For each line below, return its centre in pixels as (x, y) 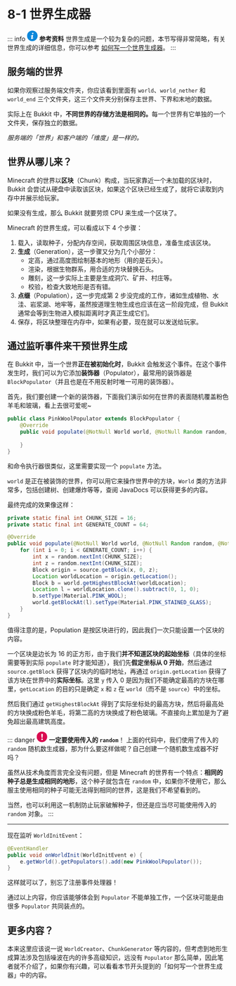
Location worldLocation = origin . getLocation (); (105, 576)
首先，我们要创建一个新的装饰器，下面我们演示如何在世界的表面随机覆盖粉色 (118, 397)
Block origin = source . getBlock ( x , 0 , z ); (96, 570)
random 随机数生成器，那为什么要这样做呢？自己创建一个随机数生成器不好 (113, 748)
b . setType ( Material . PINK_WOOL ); (80, 596)
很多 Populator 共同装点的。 (48, 906)
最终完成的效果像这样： (41, 504)
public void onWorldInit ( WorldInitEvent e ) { (75, 855)
